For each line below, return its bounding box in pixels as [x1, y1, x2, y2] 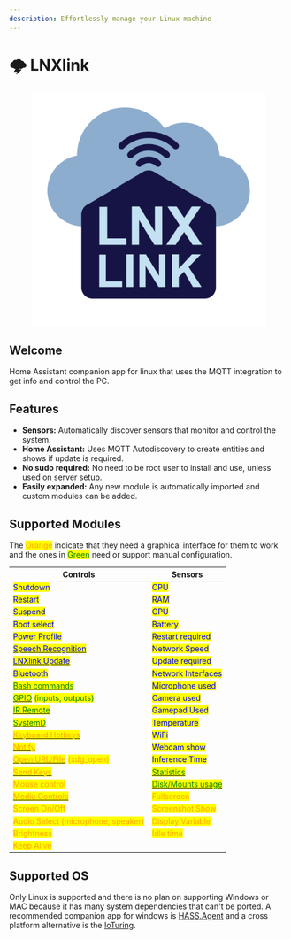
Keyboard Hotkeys [12, 729, 80, 740]
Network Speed [151, 643, 210, 654]
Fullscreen [151, 791, 190, 801]
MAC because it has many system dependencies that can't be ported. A [9, 901, 272, 912]
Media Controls [12, 791, 69, 801]
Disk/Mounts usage [151, 779, 223, 789]
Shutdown [12, 581, 50, 592]
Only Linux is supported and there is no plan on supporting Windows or [9, 892, 270, 903]
